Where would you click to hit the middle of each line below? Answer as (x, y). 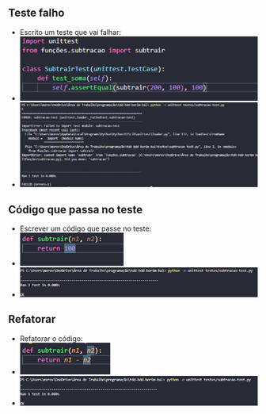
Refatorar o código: (51, 338)
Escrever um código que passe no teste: (85, 228)
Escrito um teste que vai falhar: (70, 32)
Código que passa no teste (76, 209)
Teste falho (36, 13)
